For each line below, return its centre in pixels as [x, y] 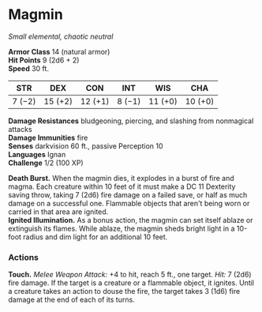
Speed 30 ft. [29, 68]
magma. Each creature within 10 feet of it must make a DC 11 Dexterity [122, 186]
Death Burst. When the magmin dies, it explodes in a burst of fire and [121, 178]
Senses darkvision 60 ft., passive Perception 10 [86, 146]
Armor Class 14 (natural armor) [59, 51]
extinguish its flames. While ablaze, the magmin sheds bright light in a [122, 228]
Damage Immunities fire [48, 137]
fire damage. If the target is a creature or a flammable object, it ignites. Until [131, 283]
